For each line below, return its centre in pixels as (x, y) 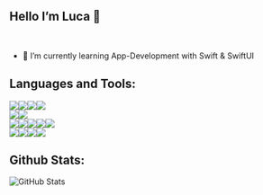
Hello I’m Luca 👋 (55, 17)
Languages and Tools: (73, 84)
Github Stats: (47, 160)
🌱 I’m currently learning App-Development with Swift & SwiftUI (138, 56)
